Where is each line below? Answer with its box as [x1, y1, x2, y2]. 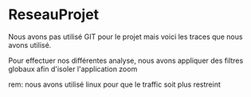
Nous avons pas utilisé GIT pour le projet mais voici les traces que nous [8, 32, 243, 41]
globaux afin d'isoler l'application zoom [8, 64, 138, 73]
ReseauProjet [8, 6, 100, 24]
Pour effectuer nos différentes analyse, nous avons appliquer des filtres [8, 56, 244, 65]
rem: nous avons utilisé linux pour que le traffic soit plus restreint [8, 80, 222, 89]
